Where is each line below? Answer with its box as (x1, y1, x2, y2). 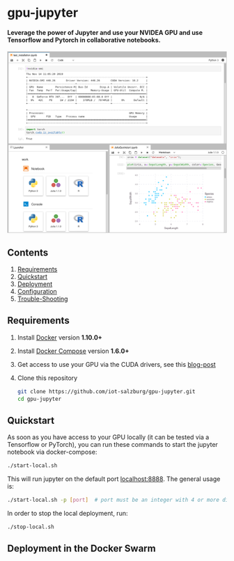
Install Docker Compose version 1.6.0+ (17, 347, 130, 355)
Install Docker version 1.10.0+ (17, 333, 102, 342)
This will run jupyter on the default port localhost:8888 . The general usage (7, 475, 221, 483)
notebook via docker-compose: (7, 448, 97, 457)
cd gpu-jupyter (17, 395, 62, 402)
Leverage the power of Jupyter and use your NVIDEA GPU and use (7, 28, 203, 36)
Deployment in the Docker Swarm (7, 543, 156, 555)
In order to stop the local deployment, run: (7, 509, 128, 518)
